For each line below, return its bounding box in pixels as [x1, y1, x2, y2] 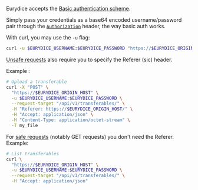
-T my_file [11, 122, 38, 128]
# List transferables [6, 151, 60, 156]
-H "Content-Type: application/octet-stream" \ [11, 117, 131, 123]
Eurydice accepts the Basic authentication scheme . [6, 5, 131, 12]
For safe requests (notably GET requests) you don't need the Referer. [6, 133, 174, 140]
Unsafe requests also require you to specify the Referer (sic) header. [6, 56, 173, 63]
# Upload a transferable [6, 79, 67, 85]
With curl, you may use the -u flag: [6, 34, 90, 41]
